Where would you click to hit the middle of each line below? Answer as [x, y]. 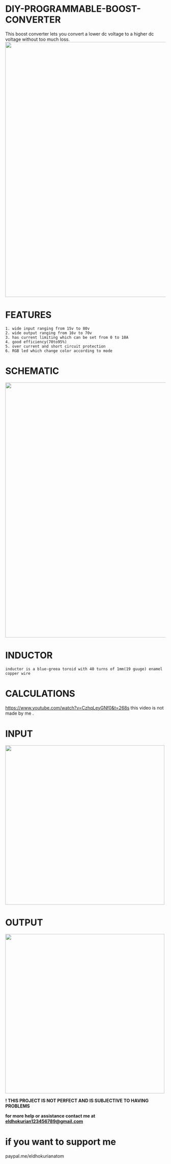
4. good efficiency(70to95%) [36, 342]
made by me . [20, 713]
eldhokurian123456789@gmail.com [44, 1121]
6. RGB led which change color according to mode [59, 351]
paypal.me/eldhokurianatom [35, 1156]
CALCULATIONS [40, 693]
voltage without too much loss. [38, 39]
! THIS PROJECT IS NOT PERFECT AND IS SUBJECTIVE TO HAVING [77, 1100]
